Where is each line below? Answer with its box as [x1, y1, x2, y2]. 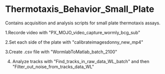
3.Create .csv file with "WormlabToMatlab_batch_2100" [5, 49, 117, 55]
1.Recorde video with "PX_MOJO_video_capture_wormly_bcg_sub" [5, 29, 140, 35]
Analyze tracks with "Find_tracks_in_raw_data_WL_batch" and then [12, 58, 150, 64]
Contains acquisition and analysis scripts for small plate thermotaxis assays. [5, 20, 161, 26]
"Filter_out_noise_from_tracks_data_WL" [12, 64, 94, 70]
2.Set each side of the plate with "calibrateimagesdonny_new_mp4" [5, 39, 144, 45]
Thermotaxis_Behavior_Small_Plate [5, 3, 155, 15]
